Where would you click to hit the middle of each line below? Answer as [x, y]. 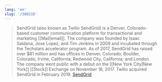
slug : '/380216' [21, 14]
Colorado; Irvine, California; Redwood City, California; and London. [83, 59]
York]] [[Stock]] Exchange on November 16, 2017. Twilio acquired [81, 69]
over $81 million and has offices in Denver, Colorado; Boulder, [78, 53]
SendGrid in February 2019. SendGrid [54, 74]
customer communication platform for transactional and [86, 33]
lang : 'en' [16, 9]
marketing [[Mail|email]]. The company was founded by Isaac [78, 38]
